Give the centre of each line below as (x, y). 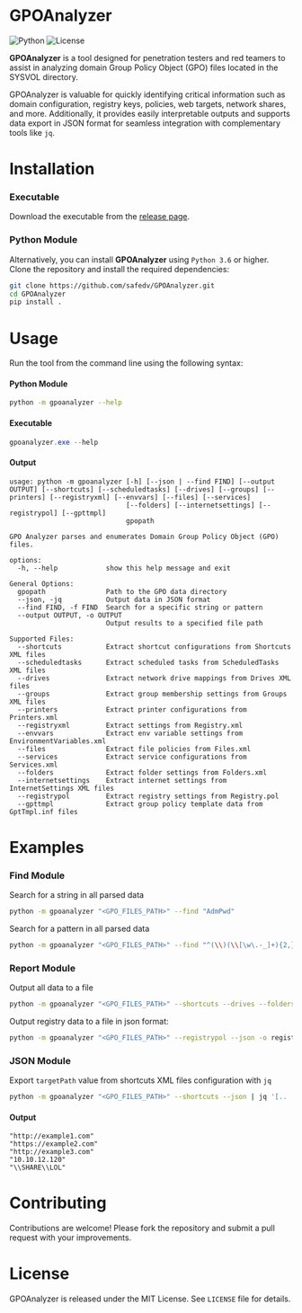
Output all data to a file (52, 988)
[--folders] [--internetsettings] (190, 505)
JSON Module (40, 1060)
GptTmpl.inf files (44, 812)
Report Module (43, 968)
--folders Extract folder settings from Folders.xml (142, 772)
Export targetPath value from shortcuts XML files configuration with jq (141, 1080)
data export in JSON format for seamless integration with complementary (145, 123)
